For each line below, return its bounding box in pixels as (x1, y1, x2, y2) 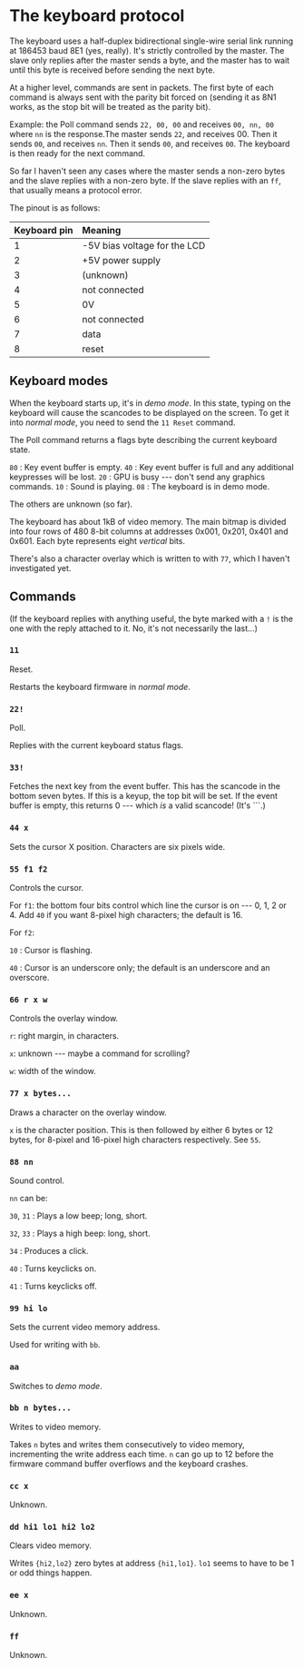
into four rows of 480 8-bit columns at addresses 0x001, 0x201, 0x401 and (9, 526, 288, 537)
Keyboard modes (9, 373, 109, 389)
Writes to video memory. (9, 1421, 102, 1432)
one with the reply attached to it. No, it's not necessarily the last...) (9, 623, 259, 634)
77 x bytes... (9, 1089, 72, 1099)
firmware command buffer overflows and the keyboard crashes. (9, 1458, 249, 1469)
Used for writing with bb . (9, 1339, 101, 1350)
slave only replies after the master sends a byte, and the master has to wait (9, 54, 290, 65)
